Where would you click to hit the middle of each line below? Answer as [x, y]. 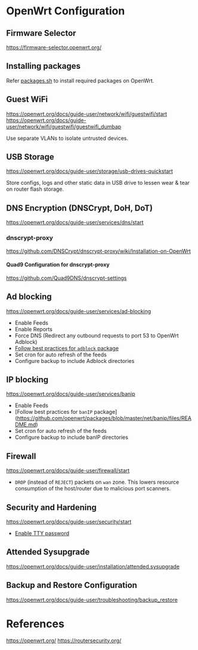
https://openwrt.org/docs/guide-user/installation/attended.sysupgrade [93, 566]
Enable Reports [33, 329]
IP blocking [27, 379]
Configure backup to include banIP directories [71, 437]
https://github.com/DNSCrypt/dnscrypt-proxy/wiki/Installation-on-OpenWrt [98, 251]
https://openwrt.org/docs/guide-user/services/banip [71, 394]
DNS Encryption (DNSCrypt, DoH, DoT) [80, 208]
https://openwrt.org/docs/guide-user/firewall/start [68, 471]
